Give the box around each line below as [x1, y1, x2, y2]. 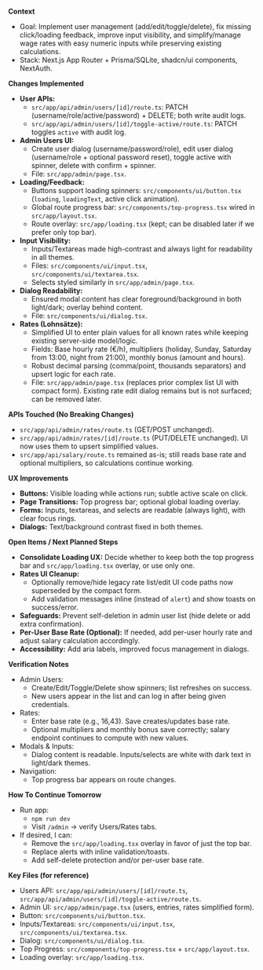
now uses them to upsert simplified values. [19, 441, 159, 451]
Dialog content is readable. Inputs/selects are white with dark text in [31, 750, 251, 759]
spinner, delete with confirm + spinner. [31, 161, 157, 170]
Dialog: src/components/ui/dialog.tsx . [19, 936, 145, 945]
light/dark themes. [31, 758, 91, 767]
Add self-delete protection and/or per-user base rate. [31, 855, 204, 865]
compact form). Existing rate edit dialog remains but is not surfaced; [31, 386, 252, 395]
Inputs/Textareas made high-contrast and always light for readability [31, 244, 253, 254]
